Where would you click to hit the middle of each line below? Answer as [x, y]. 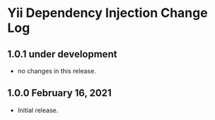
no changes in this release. [57, 71]
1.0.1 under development [62, 54]
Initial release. [38, 110]
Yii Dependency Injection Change [107, 13]
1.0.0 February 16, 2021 [59, 93]
